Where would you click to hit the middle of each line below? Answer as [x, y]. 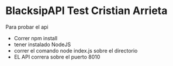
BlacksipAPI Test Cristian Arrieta [86, 11]
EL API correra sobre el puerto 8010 [57, 57]
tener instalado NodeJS [42, 44]
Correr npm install [36, 38]
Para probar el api [27, 27]
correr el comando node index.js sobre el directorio [76, 50]
